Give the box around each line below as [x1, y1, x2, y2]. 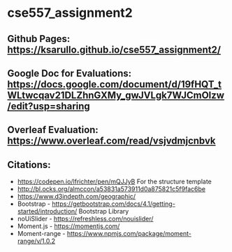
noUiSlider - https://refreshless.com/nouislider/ [17, 215, 154, 223]
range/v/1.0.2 [17, 237, 56, 246]
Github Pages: [7, 33, 71, 45]
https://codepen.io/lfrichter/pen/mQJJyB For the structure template [17, 177, 212, 186]
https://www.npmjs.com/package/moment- [66, 230, 192, 238]
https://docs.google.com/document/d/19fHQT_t [7, 78, 222, 90]
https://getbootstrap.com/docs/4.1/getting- [52, 199, 176, 208]
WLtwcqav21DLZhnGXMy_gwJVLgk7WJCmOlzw [7, 89, 225, 101]
